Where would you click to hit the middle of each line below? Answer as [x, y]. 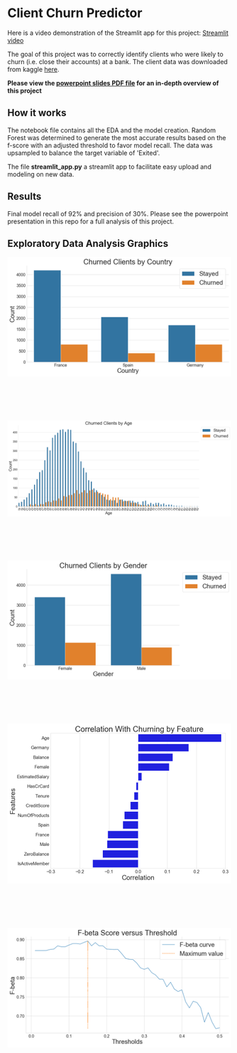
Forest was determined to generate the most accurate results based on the [117, 137]
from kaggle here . [33, 69]
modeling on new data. [41, 174]
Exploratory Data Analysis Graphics [88, 243]
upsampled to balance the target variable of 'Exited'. [84, 153]
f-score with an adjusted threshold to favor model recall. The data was [110, 145]
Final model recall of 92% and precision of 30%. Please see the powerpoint [118, 213]
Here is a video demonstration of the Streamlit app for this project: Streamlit [118, 33]
